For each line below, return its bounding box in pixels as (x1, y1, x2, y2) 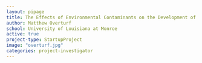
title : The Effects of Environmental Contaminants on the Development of (6, 14, 197, 20)
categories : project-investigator (6, 48, 94, 54)
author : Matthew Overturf (6, 20, 71, 26)
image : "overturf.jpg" (6, 43, 64, 49)
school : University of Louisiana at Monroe (6, 25, 118, 32)
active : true (6, 31, 39, 37)
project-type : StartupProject (6, 37, 83, 43)
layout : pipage (6, 8, 45, 15)
